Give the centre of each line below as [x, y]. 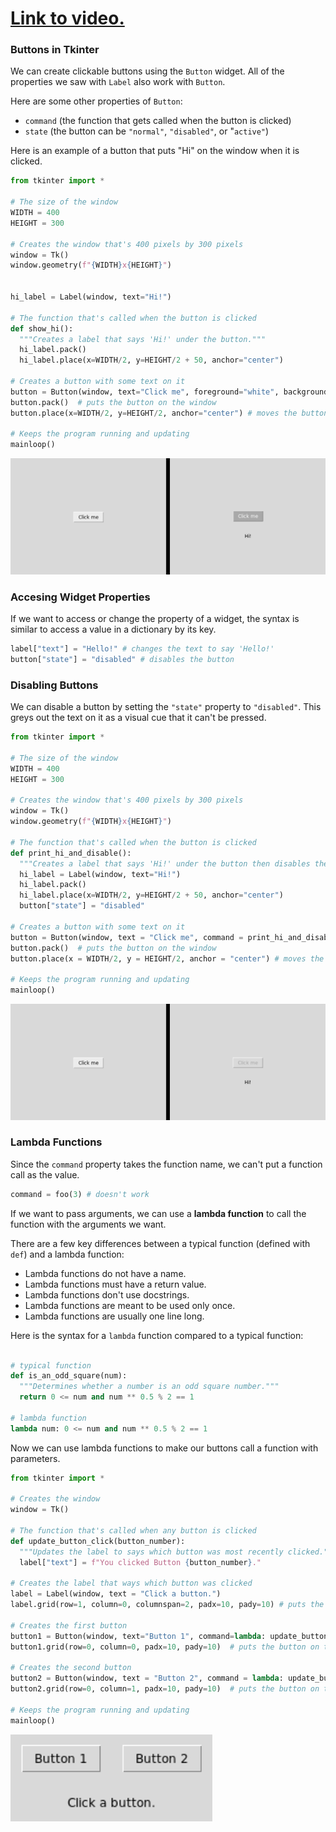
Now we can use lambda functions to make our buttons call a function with [164, 1448]
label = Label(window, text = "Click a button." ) [116, 1594]
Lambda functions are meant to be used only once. [130, 1305]
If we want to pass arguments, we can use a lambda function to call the [158, 1213]
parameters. [35, 1458]
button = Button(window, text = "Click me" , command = [127, 937]
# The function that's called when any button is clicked [133, 1531]
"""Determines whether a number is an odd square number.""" [149, 1387]
